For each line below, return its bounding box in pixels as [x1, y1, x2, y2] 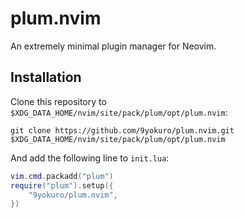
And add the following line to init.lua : [10, 152, 170, 164]
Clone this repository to [10, 95, 107, 107]
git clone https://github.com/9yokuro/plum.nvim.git [10, 125, 235, 136]
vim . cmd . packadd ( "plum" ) [10, 171, 114, 181]
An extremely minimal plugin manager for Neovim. [10, 40, 217, 52]
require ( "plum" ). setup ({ [10, 180, 114, 191]
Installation [10, 69, 82, 86]
